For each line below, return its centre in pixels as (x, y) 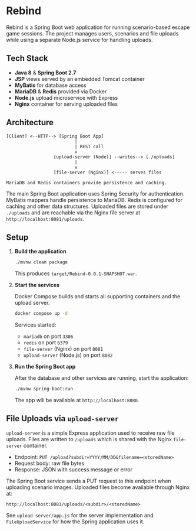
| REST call (89, 146)
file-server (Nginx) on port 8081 (63, 349)
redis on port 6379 (46, 343)
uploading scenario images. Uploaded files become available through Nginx (98, 487)
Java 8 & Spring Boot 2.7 (45, 73)
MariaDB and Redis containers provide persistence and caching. (87, 183)
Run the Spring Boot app (45, 367)
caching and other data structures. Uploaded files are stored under (87, 206)
